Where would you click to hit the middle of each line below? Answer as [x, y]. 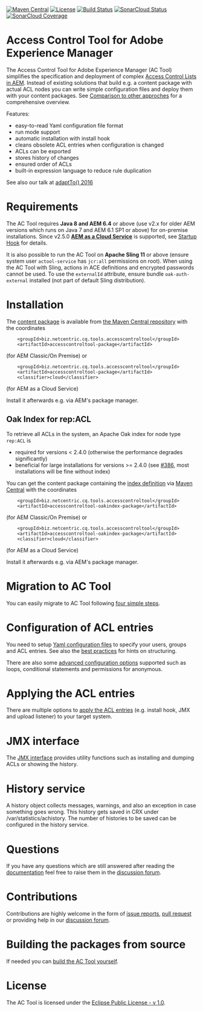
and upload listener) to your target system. [59, 716]
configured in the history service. [48, 825]
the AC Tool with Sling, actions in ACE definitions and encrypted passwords [100, 267]
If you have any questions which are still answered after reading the [91, 866]
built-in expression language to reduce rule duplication [83, 170]
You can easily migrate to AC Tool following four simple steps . [83, 603]
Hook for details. [27, 243]
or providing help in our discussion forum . [58, 920]
